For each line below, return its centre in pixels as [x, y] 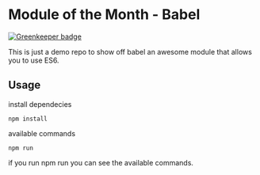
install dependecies [40, 104]
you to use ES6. [34, 60]
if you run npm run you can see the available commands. [101, 162]
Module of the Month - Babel [104, 15]
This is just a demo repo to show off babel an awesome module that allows [130, 51]
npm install [28, 119]
